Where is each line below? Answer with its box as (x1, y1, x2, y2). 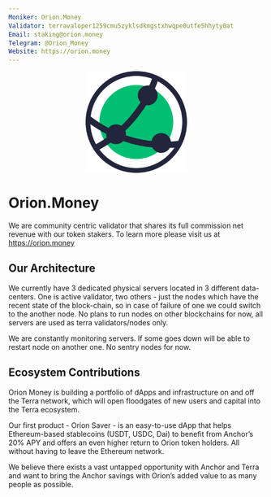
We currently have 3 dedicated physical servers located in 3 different (8, 283, 239, 293)
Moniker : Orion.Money (8, 13, 82, 21)
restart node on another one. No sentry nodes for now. (8, 342, 191, 351)
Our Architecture (8, 261, 96, 276)
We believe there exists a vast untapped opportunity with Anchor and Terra (8, 462, 260, 472)
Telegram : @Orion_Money (8, 39, 89, 47)
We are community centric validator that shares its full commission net (8, 220, 244, 231)
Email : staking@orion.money (8, 30, 104, 38)
